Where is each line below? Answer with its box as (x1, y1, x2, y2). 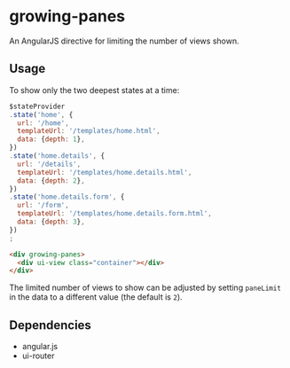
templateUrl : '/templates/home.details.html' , (17, 168, 192, 176)
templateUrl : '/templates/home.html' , (17, 127, 161, 136)
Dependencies (9, 317, 91, 333)
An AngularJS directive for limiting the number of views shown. (9, 35, 239, 46)
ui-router (21, 350, 55, 361)
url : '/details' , (17, 160, 82, 168)
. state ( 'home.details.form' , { (9, 192, 125, 201)
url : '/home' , (17, 118, 69, 128)
